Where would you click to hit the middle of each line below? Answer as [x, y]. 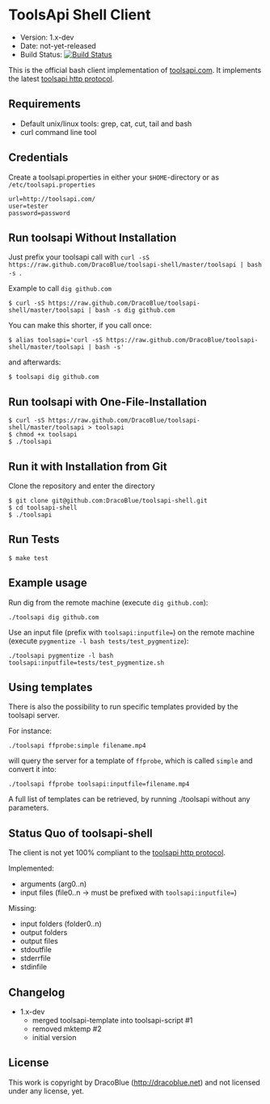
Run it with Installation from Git [88, 466]
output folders [44, 933]
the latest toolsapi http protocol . [61, 78]
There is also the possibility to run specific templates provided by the [123, 707]
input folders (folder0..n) [61, 924]
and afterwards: [35, 362]
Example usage [48, 583]
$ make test [28, 558]
